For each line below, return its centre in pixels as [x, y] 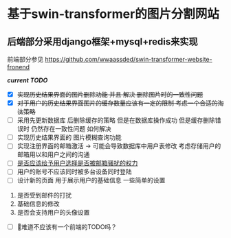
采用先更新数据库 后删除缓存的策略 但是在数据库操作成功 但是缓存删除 [116, 120]
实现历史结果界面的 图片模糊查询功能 [69, 137]
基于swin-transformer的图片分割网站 [113, 14]
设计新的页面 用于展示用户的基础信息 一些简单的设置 [91, 180]
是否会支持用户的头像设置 [53, 212]
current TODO [27, 80]
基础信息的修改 [38, 204]
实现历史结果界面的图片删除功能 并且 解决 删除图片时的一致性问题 [110, 94]
